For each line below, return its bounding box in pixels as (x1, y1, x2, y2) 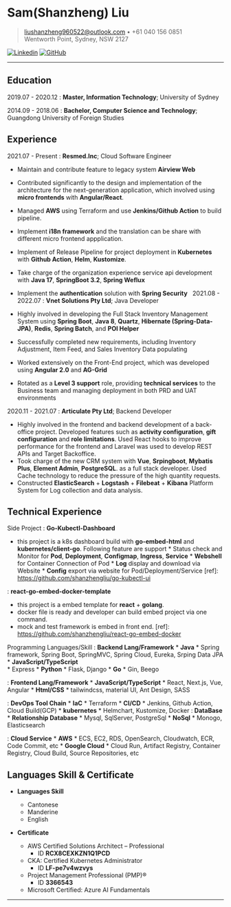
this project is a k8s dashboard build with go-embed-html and (16, 537, 195, 546)
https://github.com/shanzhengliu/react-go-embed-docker (16, 630, 181, 638)
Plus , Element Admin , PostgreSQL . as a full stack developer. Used (16, 464, 207, 472)
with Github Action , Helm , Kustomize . (16, 255, 126, 263)
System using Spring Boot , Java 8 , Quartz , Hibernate (16, 317, 170, 325)
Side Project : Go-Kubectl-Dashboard (7, 524, 115, 533)
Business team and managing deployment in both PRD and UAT (16, 386, 197, 394)
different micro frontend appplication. (16, 234, 124, 242)
